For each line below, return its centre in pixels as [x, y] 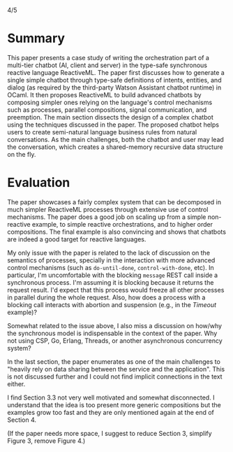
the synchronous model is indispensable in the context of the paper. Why [112, 333]
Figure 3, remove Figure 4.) [46, 441]
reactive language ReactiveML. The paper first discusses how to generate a [116, 72]
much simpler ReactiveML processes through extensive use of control [108, 209]
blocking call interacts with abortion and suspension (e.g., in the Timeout [112, 304]
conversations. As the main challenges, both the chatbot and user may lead [116, 139]
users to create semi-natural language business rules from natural [102, 132]
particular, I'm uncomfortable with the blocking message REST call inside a [113, 275]
